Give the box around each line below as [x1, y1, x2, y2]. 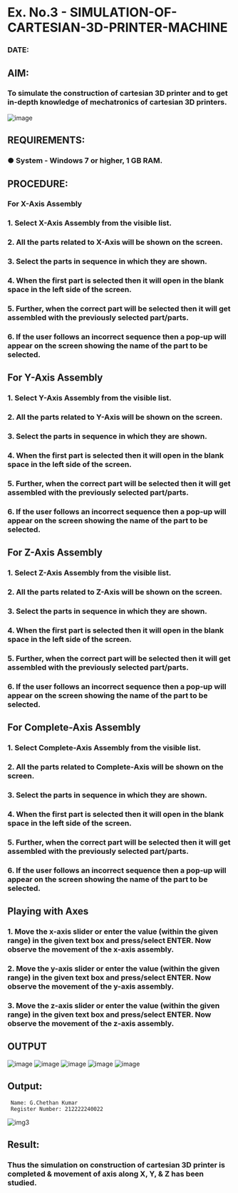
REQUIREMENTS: [7, 134, 86, 146]
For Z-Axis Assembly [7, 547, 103, 559]
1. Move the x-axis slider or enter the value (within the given [7, 927, 219, 937]
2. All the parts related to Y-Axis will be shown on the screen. [7, 412, 223, 422]
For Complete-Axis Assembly [7, 722, 141, 734]
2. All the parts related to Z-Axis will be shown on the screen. [7, 587, 223, 597]
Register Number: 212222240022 [10, 1105, 103, 1112]
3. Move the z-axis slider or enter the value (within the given [7, 1000, 220, 1010]
